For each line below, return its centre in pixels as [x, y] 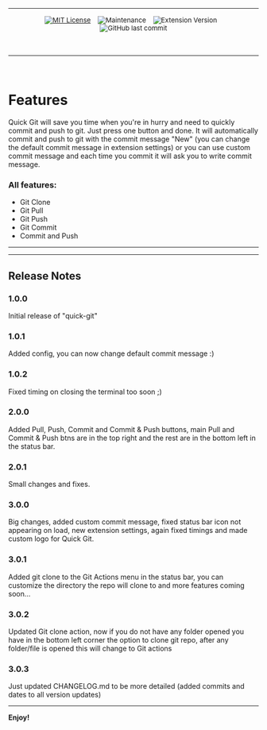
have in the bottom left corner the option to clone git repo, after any [118, 639]
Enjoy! [19, 717]
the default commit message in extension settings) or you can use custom [130, 147]
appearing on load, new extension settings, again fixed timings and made [128, 531]
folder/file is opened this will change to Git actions [90, 648]
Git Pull [31, 211]
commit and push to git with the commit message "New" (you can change [129, 139]
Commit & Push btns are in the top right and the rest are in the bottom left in [132, 438]
